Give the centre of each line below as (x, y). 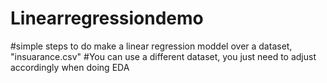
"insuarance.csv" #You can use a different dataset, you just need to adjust (163, 56)
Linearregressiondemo (107, 18)
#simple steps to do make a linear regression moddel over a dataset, (151, 46)
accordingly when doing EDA (70, 67)
